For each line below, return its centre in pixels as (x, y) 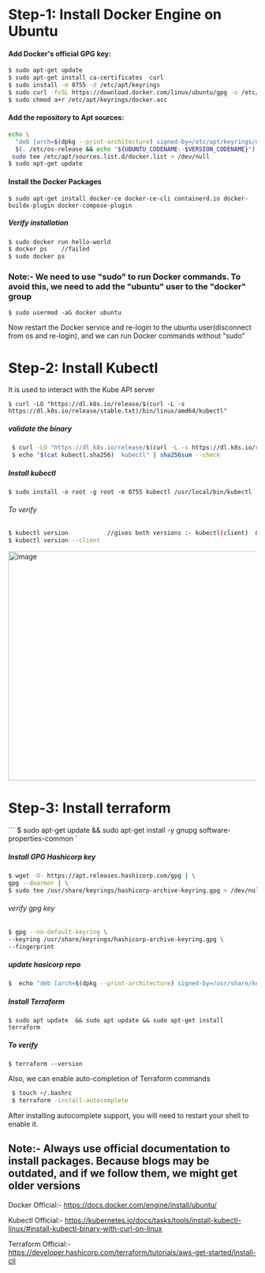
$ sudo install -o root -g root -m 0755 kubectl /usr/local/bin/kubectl (130, 492)
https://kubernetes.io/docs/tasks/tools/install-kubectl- (153, 1220)
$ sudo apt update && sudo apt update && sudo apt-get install (116, 1021)
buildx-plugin (32, 205)
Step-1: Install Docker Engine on (115, 15)
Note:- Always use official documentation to (119, 1149)
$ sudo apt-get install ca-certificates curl (86, 78)
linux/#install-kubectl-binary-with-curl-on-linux (85, 1228)
